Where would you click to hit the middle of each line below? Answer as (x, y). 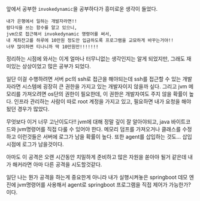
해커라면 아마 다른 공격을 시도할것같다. (57, 164)
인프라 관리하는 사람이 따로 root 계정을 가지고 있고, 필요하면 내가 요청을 (97, 101)
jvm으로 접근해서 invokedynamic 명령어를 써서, (59, 34)
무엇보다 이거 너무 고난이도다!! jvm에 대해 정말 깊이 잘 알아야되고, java (88, 121)
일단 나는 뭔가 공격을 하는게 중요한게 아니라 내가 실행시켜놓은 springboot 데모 (97, 177)
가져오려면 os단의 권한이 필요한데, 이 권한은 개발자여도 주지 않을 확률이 (105, 94)
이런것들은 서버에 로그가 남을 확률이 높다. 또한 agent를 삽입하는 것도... (99, 136)
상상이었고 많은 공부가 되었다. (56, 66)
